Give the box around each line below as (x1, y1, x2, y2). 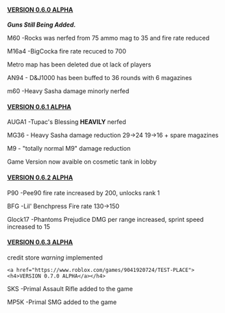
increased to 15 (7, 223, 50, 231)
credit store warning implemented (7, 253, 103, 262)
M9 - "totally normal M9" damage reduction (7, 145, 131, 153)
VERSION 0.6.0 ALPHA (7, 5, 73, 14)
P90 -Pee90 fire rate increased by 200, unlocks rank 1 (7, 188, 160, 197)
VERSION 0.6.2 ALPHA (7, 173, 73, 181)
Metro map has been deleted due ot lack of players (7, 60, 152, 68)
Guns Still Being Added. (7, 21, 76, 29)
